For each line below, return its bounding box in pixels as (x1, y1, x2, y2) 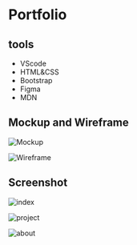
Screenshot (8, 176, 68, 190)
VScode (19, 58, 46, 68)
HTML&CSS (19, 67, 60, 77)
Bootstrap (19, 76, 53, 85)
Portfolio (8, 6, 67, 24)
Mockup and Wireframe (8, 116, 130, 130)
